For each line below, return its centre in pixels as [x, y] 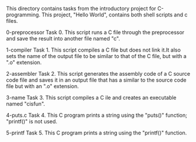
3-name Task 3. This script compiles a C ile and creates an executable [91, 97]
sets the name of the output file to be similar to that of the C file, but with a [96, 56]
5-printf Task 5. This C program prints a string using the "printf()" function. [97, 133]
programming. [23, 15]
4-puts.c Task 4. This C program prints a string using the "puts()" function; [97, 115]
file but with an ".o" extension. [43, 86]
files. [12, 21]
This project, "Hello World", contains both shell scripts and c [114, 15]
